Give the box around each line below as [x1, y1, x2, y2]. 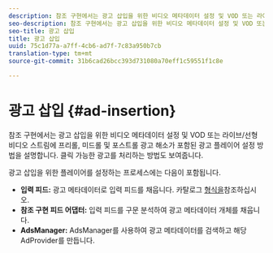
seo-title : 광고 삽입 [8, 27, 75, 35]
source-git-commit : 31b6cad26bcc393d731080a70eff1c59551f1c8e [8, 58, 223, 66]
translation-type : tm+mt [8, 49, 93, 58]
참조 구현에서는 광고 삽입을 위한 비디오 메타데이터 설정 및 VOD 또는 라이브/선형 [8, 130, 258, 139]
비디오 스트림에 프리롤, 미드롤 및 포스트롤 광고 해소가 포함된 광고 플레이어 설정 [8, 139, 256, 150]
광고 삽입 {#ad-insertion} [8, 102, 176, 120]
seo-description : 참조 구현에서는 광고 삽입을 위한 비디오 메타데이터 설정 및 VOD [8, 19, 253, 28]
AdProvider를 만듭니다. [19, 235, 95, 245]
